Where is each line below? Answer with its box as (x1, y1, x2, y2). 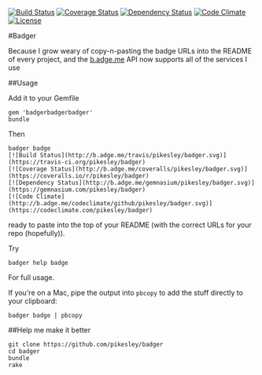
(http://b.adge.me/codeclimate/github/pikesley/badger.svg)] (8, 200, 213, 208)
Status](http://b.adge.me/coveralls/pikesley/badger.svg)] (50, 165, 248, 173)
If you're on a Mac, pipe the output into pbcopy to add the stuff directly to (8, 288, 244, 297)
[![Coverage (8, 165, 47, 173)
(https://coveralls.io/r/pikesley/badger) (8, 172, 149, 180)
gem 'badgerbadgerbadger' (8, 108, 93, 116)
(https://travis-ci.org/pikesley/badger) (8, 158, 146, 166)
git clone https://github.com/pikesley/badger (8, 340, 164, 348)
